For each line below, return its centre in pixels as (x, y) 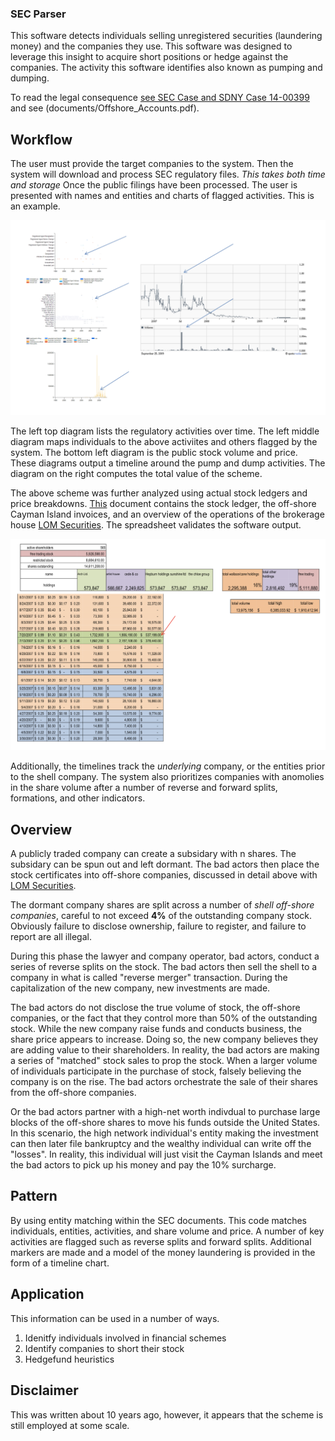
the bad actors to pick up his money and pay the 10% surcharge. (143, 1165)
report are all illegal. (51, 937)
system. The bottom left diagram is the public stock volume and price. (154, 453)
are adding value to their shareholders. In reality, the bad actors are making (165, 1050)
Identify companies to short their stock (104, 1348)
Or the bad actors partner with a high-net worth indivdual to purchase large (165, 1112)
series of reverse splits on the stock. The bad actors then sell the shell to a (164, 967)
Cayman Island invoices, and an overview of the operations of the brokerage (167, 514)
